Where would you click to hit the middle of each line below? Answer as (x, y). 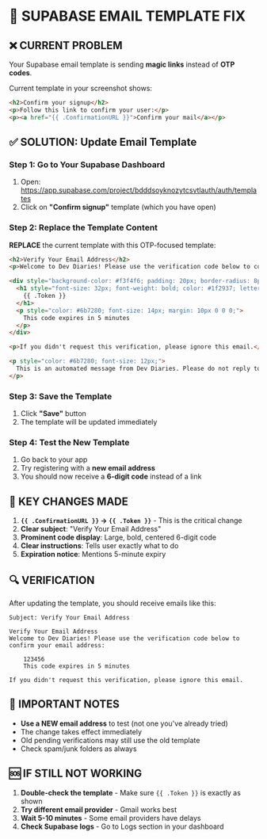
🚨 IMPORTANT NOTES (64, 704)
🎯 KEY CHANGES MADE (69, 501)
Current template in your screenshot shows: (81, 88)
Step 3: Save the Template (61, 396)
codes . (21, 73)
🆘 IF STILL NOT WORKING (76, 774)
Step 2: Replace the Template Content (83, 227)
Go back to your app (54, 460)
